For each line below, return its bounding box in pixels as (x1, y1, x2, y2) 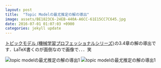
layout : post (5, 7, 32, 12)
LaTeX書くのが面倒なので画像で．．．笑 (13, 46, 92, 52)
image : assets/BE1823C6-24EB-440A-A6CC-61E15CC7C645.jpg (5, 16, 126, 21)
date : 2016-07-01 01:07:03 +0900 (5, 21, 75, 26)
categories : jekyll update (5, 26, 61, 31)
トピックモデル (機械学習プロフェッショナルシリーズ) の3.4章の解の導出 (5, 40, 152, 46)
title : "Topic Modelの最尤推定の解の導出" (5, 12, 90, 17)
